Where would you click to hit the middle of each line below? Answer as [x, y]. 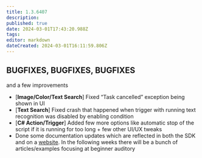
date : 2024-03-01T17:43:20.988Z [47, 29]
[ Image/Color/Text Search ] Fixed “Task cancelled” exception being [100, 97]
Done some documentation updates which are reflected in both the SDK [105, 136]
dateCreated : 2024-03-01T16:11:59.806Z [57, 46]
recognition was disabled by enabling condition [74, 116]
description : [23, 18]
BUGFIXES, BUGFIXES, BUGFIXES [71, 70]
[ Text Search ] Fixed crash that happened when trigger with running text [105, 109]
